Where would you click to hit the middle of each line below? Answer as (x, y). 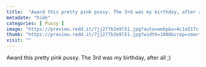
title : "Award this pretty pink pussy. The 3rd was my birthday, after (101, 12)
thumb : (15, 35)
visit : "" (19, 40)
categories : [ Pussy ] (35, 23)
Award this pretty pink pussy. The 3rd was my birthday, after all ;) (89, 58)
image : (15, 29)
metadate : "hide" (29, 18)
